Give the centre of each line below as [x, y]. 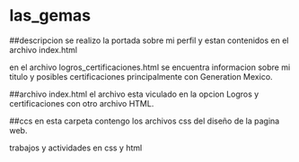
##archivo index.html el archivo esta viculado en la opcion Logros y [134, 94]
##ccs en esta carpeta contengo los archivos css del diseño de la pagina [145, 121]
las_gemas [50, 16]
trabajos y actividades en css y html [76, 148]
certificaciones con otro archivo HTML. [82, 103]
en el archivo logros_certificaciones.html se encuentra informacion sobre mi [150, 67]
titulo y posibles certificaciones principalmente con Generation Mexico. [141, 76]
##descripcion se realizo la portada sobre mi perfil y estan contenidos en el [149, 40]
